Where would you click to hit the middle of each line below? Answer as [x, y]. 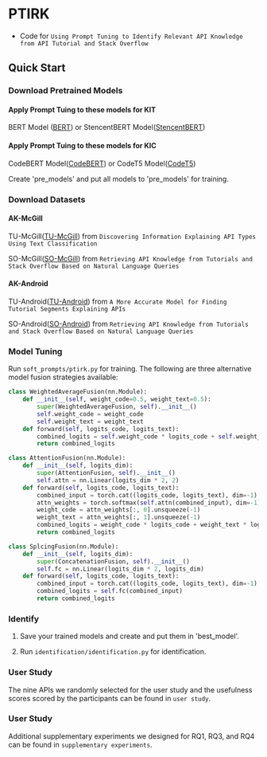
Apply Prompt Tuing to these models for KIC [82, 146]
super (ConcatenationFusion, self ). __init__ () [114, 561]
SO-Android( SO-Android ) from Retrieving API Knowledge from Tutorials [128, 324]
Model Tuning [35, 351]
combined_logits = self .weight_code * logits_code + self [135, 436]
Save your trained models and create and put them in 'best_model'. [130, 636]
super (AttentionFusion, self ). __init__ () [106, 473]
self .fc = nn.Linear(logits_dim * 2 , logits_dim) [120, 569]
